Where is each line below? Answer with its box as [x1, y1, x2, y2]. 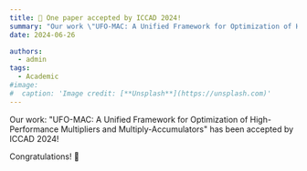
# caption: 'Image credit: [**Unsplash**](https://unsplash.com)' [9, 88, 272, 98]
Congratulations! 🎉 [9, 151, 79, 162]
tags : [9, 64, 30, 73]
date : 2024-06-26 [9, 30, 76, 39]
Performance [9, 124, 59, 135]
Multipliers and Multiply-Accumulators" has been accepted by [60, 124, 294, 135]
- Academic [17, 72, 59, 82]
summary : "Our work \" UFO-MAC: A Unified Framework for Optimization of [9, 22, 292, 31]
